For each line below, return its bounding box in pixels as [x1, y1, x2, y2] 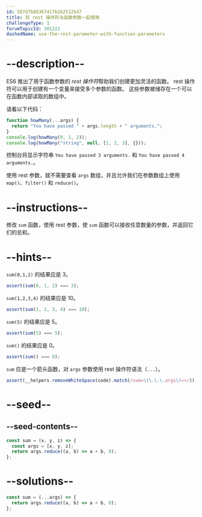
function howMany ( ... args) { [6, 118, 79, 124]
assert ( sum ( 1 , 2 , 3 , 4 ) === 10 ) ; [6, 307, 90, 313]
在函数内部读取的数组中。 [6, 93, 70, 100]
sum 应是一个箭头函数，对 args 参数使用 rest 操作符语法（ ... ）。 [6, 365, 164, 373]
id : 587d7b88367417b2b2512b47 [6, 8, 82, 15]
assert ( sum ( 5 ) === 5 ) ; [6, 330, 63, 337]
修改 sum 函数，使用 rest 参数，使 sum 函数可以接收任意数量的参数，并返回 [6, 221, 188, 228]
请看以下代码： [6, 106, 43, 113]
